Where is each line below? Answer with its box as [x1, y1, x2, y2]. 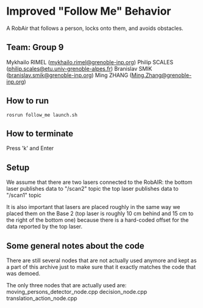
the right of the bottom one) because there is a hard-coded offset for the [6, 216, 189, 224]
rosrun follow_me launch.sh [6, 112, 78, 118]
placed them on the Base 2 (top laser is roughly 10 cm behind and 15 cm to [6, 210, 194, 218]
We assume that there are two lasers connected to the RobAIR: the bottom [6, 178, 193, 186]
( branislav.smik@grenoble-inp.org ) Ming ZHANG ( [6, 71, 132, 79]
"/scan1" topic [6, 191, 41, 199]
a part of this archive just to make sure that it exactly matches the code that [6, 263, 196, 270]
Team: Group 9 [6, 42, 64, 53]
